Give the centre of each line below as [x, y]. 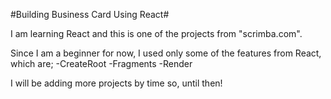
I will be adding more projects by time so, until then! [116, 83]
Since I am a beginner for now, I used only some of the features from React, [166, 53]
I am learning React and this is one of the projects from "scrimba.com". [156, 33]
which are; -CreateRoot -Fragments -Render [101, 63]
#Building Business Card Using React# [90, 14]
